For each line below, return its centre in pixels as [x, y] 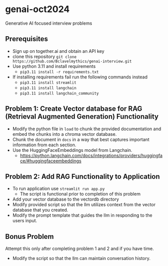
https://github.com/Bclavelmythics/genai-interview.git [72, 61]
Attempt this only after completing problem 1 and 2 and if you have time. [79, 249]
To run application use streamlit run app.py [59, 189]
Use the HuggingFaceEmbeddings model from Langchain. [72, 150]
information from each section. [44, 145]
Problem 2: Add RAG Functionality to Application [83, 176]
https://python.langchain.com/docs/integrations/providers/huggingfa [91, 155]
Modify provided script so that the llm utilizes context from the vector [84, 205]
